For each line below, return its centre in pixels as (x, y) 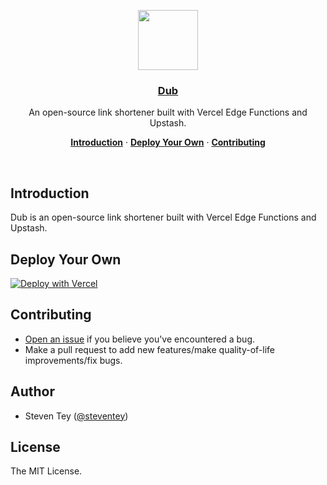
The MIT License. (46, 471)
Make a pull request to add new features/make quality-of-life (150, 349)
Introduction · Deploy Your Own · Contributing (168, 142)
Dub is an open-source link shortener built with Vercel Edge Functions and (163, 217)
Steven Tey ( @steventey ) (76, 416)
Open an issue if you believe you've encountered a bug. (140, 339)
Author (32, 391)
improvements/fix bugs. (73, 360)
